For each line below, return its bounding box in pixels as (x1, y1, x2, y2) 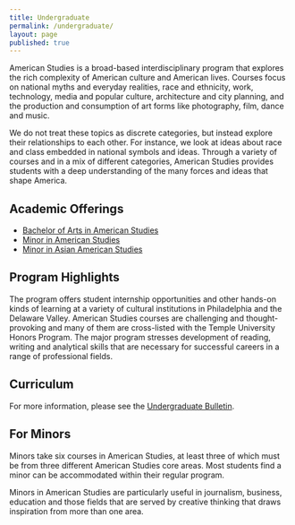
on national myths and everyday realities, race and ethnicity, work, (9, 82, 254, 92)
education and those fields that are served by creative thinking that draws (9, 496, 282, 507)
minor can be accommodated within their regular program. (9, 469, 225, 480)
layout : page (9, 30, 58, 39)
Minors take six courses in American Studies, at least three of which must (9, 450, 280, 461)
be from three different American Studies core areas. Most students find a (9, 460, 282, 470)
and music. (9, 110, 50, 121)
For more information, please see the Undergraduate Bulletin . (9, 400, 235, 411)
